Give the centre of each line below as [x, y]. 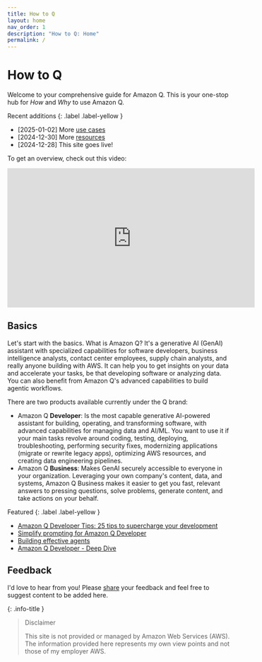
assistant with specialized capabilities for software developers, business [112, 350]
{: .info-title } [26, 608]
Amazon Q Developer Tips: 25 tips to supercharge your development [118, 525]
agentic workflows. [35, 388]
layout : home [26, 21]
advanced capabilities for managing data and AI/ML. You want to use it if [123, 430]
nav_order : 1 [26, 27]
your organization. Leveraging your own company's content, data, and [120, 475]
